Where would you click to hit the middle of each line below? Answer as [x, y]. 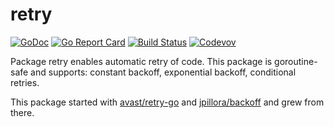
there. [22, 112]
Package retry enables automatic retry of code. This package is [141, 61]
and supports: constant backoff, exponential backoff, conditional [163, 72]
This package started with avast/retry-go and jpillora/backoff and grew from [167, 102]
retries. [25, 82]
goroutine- [296, 61]
